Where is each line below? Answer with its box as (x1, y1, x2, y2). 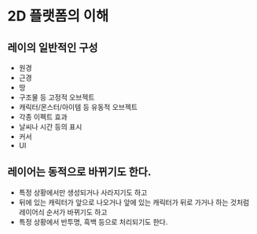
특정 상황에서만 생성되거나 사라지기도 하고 (18, 188, 148, 197)
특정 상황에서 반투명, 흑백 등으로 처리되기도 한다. (18, 217, 168, 226)
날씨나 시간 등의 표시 (18, 122, 83, 131)
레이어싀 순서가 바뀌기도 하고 (18, 207, 108, 217)
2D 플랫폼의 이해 (7, 7, 109, 25)
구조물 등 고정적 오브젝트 (18, 93, 95, 102)
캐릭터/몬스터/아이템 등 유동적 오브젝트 (18, 103, 138, 112)
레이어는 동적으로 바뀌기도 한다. (7, 166, 152, 179)
